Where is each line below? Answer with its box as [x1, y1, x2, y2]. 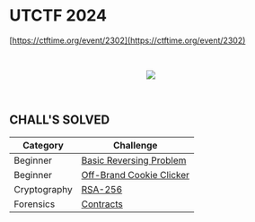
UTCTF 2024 [9, 5, 108, 26]
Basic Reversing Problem [81, 154, 187, 166]
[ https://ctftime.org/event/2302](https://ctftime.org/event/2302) [9, 35, 246, 46]
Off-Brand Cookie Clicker [81, 168, 190, 181]
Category [22, 139, 65, 151]
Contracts [81, 198, 123, 210]
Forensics [13, 198, 56, 210]
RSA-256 [81, 183, 123, 195]
